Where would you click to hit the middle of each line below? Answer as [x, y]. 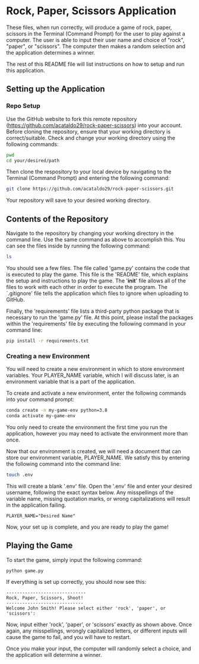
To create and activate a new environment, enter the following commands [96, 393]
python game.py [25, 571]
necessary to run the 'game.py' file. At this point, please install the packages [100, 317]
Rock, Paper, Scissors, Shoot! [45, 598]
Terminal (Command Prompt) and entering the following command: [88, 178]
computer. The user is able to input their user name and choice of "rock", [95, 40]
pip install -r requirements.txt [48, 341]
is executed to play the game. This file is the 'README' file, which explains [97, 274]
